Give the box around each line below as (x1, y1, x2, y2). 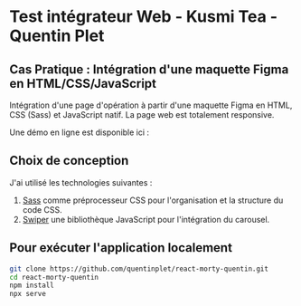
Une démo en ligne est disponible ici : (9, 127, 150, 138)
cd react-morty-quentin (9, 273, 99, 282)
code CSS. (22, 204, 63, 215)
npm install (9, 281, 54, 291)
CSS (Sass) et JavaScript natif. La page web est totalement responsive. (9, 110, 275, 120)
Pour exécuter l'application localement (9, 240, 233, 255)
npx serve (9, 290, 47, 299)
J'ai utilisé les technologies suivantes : (9, 177, 153, 187)
